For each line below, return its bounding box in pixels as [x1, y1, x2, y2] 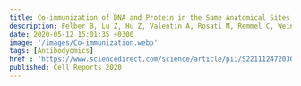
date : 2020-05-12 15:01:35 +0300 [9, 30, 134, 39]
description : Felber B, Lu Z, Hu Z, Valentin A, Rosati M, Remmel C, [9, 21, 275, 30]
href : [9, 55, 34, 64]
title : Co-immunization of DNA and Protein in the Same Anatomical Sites [9, 13, 291, 22]
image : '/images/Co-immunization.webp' [9, 38, 159, 47]
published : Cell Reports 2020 [9, 64, 123, 73]
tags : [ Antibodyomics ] [9, 47, 94, 56]
